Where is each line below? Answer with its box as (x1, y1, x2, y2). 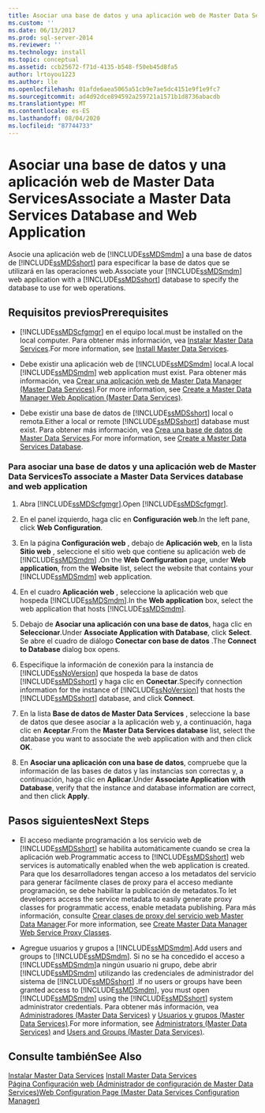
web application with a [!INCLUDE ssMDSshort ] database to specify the (8, 274, 239, 284)
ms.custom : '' (8, 19, 55, 27)
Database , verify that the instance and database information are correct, (19, 782, 256, 792)
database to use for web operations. (8, 282, 126, 293)
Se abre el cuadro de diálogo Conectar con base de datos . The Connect (19, 636, 257, 645)
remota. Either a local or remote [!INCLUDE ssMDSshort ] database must (19, 416, 250, 426)
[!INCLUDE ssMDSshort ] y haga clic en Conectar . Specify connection (19, 676, 243, 686)
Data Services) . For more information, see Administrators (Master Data (19, 1018, 248, 1028)
